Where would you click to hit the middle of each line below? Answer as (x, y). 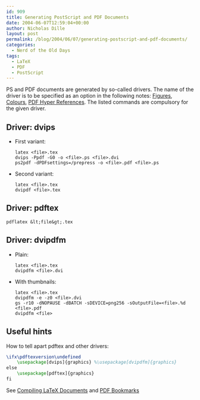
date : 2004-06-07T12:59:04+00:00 (48, 23)
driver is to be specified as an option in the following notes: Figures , (89, 96)
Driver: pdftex (32, 208)
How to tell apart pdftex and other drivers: (57, 346)
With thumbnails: (35, 282)
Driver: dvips (31, 127)
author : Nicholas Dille (36, 28)
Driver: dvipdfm (36, 240)
